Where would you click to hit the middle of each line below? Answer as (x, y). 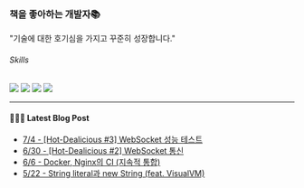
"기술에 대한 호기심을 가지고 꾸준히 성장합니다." (93, 39)
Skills (19, 60)
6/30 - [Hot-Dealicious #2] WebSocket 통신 (103, 150)
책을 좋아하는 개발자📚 (55, 14)
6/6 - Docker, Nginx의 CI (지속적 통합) (91, 162)
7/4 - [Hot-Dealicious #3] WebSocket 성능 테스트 (113, 139)
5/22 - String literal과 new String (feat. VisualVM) (114, 173)
